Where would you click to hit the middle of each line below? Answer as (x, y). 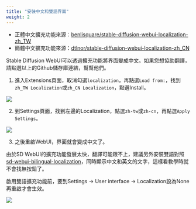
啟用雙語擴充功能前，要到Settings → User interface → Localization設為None (98, 181)
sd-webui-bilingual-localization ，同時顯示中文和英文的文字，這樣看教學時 (95, 161)
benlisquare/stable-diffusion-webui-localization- (130, 34)
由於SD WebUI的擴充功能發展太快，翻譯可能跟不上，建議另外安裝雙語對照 (95, 154)
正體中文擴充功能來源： (43, 34)
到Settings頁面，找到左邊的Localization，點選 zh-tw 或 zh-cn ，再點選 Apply (102, 111)
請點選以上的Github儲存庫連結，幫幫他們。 (58, 67)
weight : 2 (18, 17)
